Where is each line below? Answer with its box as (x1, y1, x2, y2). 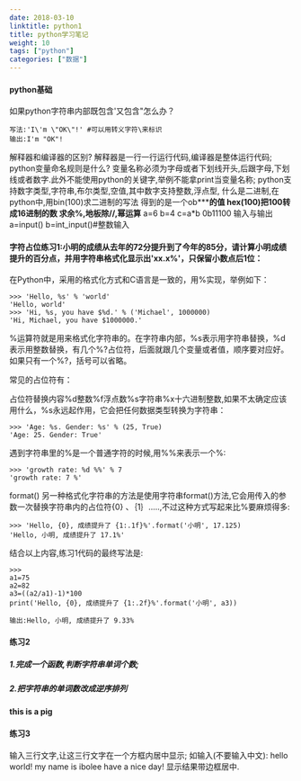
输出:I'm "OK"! (9, 135, 64, 144)
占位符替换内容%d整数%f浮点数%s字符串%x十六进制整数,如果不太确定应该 (9, 393, 288, 405)
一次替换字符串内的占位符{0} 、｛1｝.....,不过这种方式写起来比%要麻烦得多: (16, 501, 290, 513)
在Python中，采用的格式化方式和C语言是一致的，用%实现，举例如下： (9, 274, 270, 285)
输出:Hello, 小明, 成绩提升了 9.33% (9, 616, 135, 625)
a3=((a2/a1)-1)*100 (9, 589, 83, 598)
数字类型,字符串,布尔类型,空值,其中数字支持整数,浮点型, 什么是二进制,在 (16, 185, 280, 196)
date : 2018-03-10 (9, 13, 75, 22)
